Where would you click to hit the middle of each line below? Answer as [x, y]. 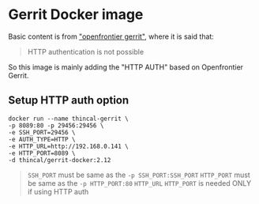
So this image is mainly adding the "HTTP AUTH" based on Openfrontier [126, 67]
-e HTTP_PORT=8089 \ [42, 153]
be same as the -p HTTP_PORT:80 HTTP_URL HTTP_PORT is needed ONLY [139, 183]
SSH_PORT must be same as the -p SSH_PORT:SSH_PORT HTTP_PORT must [139, 175]
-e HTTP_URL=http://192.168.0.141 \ [68, 146]
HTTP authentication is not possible [86, 51]
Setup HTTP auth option [69, 100]
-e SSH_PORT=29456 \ [42, 132]
